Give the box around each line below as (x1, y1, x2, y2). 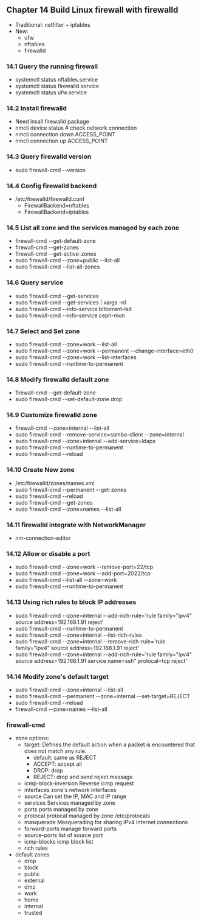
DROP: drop (33, 767, 63, 774)
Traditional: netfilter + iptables (15, 21, 90, 28)
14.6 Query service (6, 278, 64, 287)
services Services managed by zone (24, 799, 115, 807)
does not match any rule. (24, 748, 87, 755)
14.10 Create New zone (6, 466, 75, 474)
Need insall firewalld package (15, 118, 89, 125)
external (24, 877, 45, 884)
